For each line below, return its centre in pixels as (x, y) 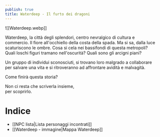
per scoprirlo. (19, 91)
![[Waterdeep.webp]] (26, 28)
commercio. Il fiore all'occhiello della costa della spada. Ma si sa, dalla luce (80, 42)
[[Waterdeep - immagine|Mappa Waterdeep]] (57, 130)
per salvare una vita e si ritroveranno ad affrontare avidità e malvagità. (75, 67)
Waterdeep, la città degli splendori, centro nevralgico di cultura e (70, 37)
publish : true (19, 9)
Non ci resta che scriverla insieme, (40, 86)
